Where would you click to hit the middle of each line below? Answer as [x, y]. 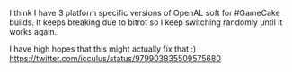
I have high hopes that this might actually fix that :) [103, 49]
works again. [33, 32]
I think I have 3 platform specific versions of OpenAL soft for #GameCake [145, 13]
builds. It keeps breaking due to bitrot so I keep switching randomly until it [146, 22]
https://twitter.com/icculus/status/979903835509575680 [115, 58]
